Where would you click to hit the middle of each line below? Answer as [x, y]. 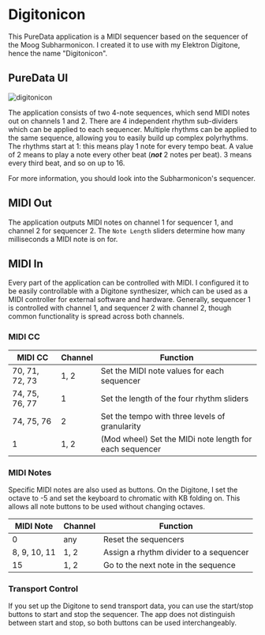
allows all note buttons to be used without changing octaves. [106, 506]
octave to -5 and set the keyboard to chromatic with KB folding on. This [124, 498]
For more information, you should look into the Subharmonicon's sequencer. [132, 178]
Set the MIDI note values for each [162, 371]
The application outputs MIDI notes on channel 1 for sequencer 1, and [121, 222]
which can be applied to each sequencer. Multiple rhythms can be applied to [132, 129]
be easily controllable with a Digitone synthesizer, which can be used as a [128, 291]
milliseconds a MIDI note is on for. [63, 239]
